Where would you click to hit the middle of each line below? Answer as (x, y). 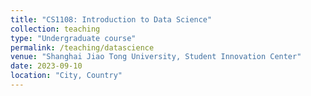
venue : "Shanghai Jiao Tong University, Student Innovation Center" (156, 57)
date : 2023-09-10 (46, 66)
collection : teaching (55, 29)
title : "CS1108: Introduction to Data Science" (111, 19)
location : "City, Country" (66, 76)
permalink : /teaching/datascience (82, 47)
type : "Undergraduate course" (73, 38)
